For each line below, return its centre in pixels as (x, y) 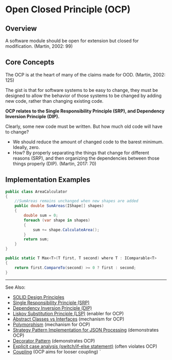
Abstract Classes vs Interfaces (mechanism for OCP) (68, 319)
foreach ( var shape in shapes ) (57, 220)
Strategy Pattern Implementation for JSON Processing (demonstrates (85, 330)
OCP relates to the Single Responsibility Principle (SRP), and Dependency (85, 111)
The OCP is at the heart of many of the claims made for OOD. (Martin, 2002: (85, 74)
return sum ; (37, 239)
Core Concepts (30, 62)
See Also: (15, 287)
